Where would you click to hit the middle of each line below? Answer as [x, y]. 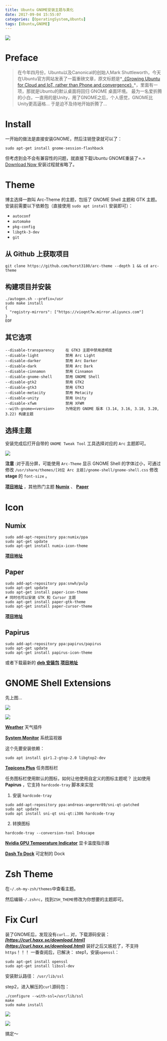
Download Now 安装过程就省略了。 [41, 165]
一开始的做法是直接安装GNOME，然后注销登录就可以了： [64, 139]
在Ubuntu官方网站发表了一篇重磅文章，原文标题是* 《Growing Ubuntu [89, 79]
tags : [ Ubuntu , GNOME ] [28, 24]
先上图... [14, 697]
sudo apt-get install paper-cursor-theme [49, 607]
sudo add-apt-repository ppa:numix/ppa [47, 537]
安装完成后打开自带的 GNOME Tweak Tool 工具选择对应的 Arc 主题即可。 [77, 443]
